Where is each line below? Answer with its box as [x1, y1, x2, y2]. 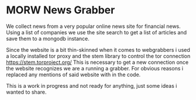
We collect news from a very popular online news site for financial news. [6, 23, 181, 30]
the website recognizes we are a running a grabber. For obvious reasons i [6, 65, 183, 72]
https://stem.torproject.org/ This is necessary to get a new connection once [6, 59, 189, 66]
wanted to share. [6, 88, 47, 95]
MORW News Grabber [6, 3, 115, 17]
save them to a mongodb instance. [6, 35, 90, 42]
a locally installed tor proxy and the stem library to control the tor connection [6, 52, 191, 59]
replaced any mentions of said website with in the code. [6, 71, 141, 78]
